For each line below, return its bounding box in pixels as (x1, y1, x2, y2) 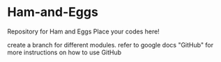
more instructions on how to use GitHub (7, 48, 122, 56)
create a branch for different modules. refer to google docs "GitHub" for (7, 40, 214, 49)
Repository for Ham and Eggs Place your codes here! (7, 27, 160, 36)
